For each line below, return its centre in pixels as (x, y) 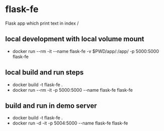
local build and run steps (44, 72)
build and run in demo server (51, 106)
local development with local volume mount (75, 39)
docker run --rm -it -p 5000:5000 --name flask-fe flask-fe (72, 90)
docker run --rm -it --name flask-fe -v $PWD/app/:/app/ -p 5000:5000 (86, 51)
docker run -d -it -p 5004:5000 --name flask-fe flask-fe (70, 123)
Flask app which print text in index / (42, 23)
